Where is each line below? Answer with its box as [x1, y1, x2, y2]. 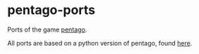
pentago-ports [7, 2, 95, 18]
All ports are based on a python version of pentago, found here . [7, 39, 193, 47]
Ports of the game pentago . [7, 25, 88, 34]
